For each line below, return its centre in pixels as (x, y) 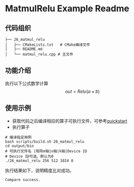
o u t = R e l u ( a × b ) (82, 91)
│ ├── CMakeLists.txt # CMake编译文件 (48, 45)
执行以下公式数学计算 (27, 83)
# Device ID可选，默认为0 (29, 156)
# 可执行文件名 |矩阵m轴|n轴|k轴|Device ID (46, 151)
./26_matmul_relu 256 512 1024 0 (39, 160)
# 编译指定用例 (18, 137)
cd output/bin (20, 146)
